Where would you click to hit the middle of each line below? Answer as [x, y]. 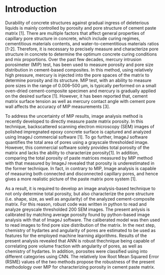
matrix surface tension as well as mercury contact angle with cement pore [81, 101]
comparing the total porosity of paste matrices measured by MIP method [79, 158]
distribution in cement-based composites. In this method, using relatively [79, 69]
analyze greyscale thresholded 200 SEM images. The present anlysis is [78, 209]
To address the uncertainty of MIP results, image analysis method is [74, 116]
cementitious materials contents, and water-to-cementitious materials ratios [82, 43]
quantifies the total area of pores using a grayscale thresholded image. [77, 142]
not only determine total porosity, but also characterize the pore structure [80, 194]
